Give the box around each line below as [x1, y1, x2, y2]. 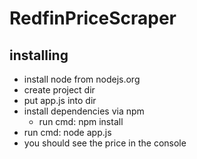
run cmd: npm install [38, 116, 124, 127]
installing [9, 47, 69, 64]
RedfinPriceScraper [9, 7, 177, 30]
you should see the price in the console [23, 137, 187, 149]
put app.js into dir [23, 95, 97, 106]
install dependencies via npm [23, 105, 145, 117]
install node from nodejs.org [23, 73, 141, 85]
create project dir [23, 84, 96, 96]
